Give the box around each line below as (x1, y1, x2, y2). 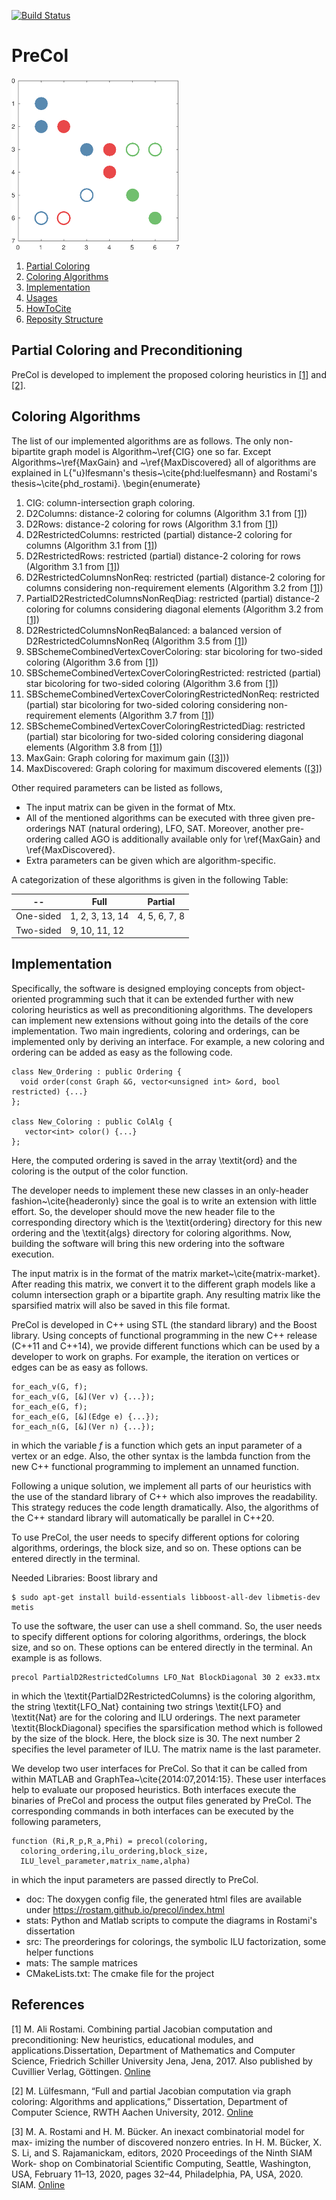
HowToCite (25, 302, 72, 314)
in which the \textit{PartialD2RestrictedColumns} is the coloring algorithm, (11, 1690, 316, 1702)
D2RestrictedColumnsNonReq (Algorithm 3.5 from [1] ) (25, 635, 248, 647)
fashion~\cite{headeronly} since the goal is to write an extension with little (11, 1195, 318, 1207)
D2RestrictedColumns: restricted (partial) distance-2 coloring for (25, 528, 293, 540)
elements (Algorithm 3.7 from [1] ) (78, 709, 215, 721)
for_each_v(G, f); (11, 1381, 88, 1392)
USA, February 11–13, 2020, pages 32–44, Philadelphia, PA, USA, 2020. (11, 2168, 304, 2180)
